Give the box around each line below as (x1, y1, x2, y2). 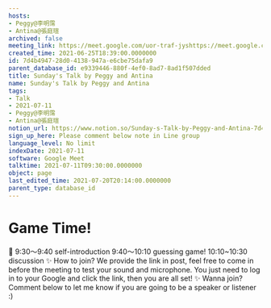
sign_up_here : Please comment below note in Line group (8, 131, 200, 139)
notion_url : (8, 124, 48, 132)
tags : (8, 86, 27, 95)
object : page (8, 169, 52, 177)
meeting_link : (8, 42, 56, 50)
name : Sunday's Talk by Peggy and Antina (8, 79, 150, 87)
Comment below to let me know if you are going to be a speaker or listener (8, 282, 256, 292)
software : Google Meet (8, 154, 85, 162)
